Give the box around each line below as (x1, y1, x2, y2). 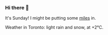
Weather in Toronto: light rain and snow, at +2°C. (5, 24, 104, 30)
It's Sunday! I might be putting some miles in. (5, 15, 96, 21)
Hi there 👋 (5, 4, 29, 11)
